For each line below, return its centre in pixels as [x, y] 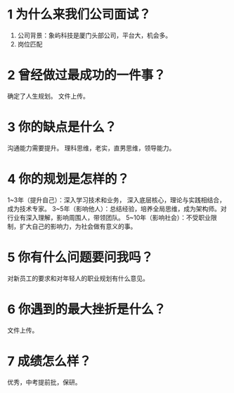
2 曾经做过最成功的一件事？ [87, 75]
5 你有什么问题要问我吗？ [80, 257]
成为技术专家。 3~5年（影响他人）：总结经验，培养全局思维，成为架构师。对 [117, 208]
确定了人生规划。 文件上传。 [48, 96]
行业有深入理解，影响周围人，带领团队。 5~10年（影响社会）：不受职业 [109, 217]
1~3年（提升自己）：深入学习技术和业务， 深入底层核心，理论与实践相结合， [117, 200]
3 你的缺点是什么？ [62, 127]
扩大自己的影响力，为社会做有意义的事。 [78, 226]
